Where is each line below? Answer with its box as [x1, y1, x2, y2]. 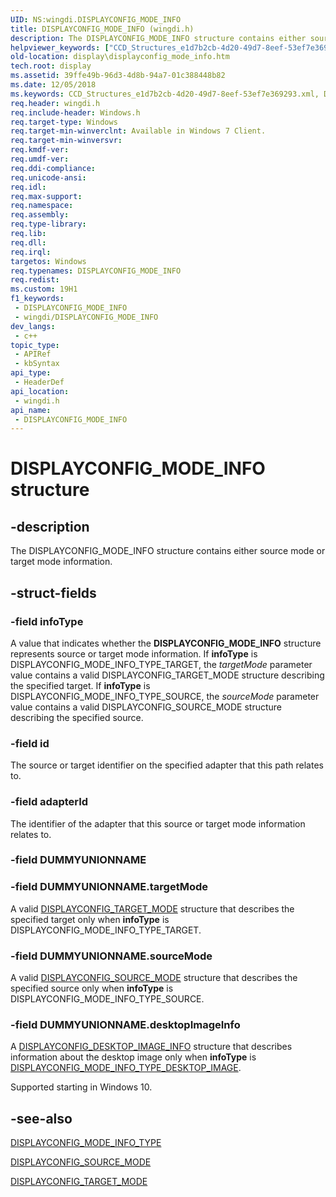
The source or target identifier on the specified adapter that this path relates [10, 759, 324, 771]
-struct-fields [10, 584, 97, 601]
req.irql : [10, 247, 52, 257]
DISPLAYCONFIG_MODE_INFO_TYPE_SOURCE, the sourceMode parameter [10, 690, 320, 702]
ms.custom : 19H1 [10, 284, 78, 295]
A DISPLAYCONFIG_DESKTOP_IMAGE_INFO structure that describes [10, 1041, 293, 1053]
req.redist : [10, 275, 60, 285]
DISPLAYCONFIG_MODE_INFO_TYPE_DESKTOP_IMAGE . [10, 1062, 242, 1074]
